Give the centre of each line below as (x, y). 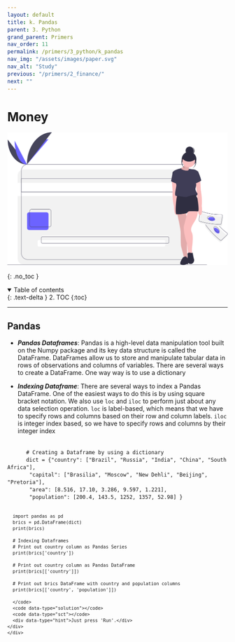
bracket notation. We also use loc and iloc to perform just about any (116, 401)
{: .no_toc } (23, 276)
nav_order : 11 (28, 45)
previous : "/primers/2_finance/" (56, 74)
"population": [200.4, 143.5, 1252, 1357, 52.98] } (106, 497)
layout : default (31, 15)
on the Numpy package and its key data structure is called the (107, 350)
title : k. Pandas (33, 22)
